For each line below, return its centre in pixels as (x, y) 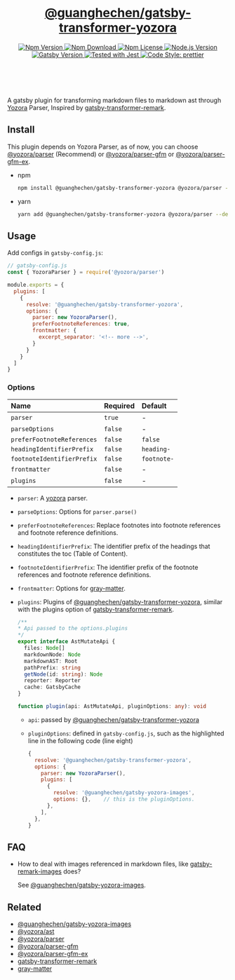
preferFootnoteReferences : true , (81, 324)
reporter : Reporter (52, 681)
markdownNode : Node (53, 654)
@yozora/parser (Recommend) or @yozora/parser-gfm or (91, 154)
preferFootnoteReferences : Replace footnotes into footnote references (119, 525)
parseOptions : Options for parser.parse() (77, 511)
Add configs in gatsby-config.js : (55, 253)
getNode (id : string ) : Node (63, 674)
